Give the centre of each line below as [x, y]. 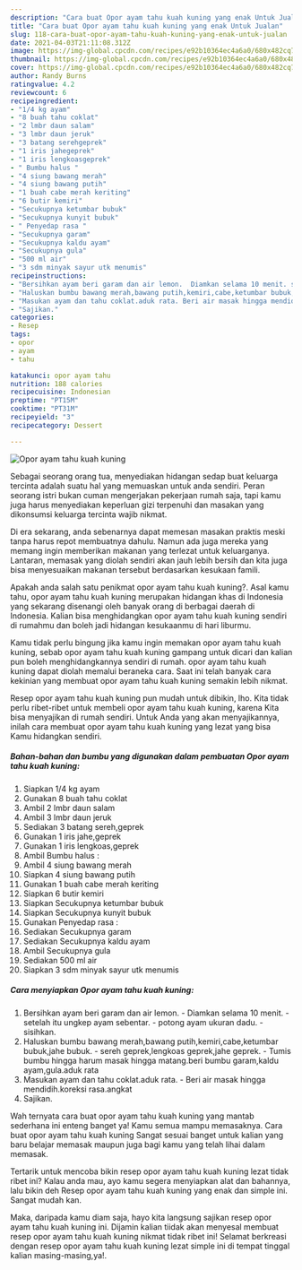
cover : [22, 68]
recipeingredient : [44, 101]
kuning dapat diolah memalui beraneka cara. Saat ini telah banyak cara [141, 671]
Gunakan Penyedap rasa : [71, 922]
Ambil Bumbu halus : [61, 855]
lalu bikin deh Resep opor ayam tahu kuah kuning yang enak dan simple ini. [149, 1190]
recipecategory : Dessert [56, 425]
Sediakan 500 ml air [60, 960]
